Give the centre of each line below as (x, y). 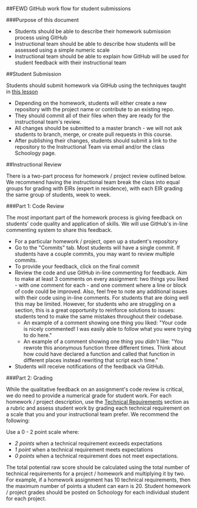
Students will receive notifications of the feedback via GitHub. (89, 366)
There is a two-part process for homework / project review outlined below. (96, 176)
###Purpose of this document (43, 20)
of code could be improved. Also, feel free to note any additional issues (101, 291)
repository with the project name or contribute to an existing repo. (94, 109)
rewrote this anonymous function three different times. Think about (105, 348)
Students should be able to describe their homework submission (93, 31)
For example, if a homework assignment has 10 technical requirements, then (98, 480)
